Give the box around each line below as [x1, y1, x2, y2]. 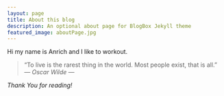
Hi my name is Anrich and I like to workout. [7, 48, 128, 56]
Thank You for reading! [7, 81, 73, 89]
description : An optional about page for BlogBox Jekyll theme [7, 22, 192, 29]
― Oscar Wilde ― [23, 68, 75, 76]
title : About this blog [7, 16, 75, 23]
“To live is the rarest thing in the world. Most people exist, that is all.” [23, 61, 218, 69]
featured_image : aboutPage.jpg [7, 29, 97, 36]
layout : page [7, 10, 45, 17]
